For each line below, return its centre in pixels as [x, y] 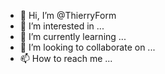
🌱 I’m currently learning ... [73, 36]
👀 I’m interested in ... [62, 26]
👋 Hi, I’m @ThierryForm [68, 15]
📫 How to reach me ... [66, 58]
